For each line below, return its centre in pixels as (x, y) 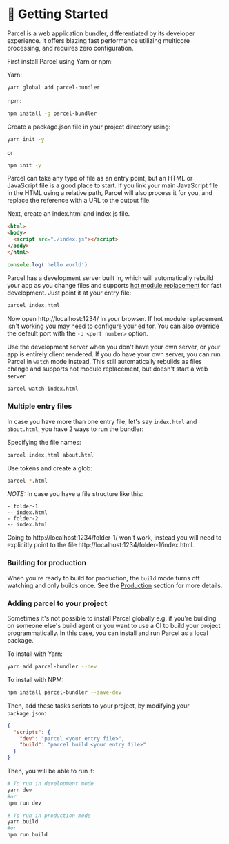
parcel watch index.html (43, 389)
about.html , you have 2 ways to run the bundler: (76, 429)
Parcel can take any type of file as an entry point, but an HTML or (100, 178)
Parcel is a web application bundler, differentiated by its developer (101, 33)
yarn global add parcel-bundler (53, 87)
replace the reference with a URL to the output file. (79, 201)
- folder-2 (23, 519)
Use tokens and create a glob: (50, 468)
